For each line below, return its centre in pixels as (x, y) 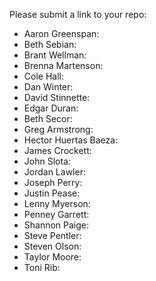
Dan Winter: (48, 87)
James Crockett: (57, 150)
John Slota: (47, 161)
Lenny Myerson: (57, 203)
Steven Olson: (52, 246)
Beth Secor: (48, 118)
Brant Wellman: (55, 55)
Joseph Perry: (53, 182)
